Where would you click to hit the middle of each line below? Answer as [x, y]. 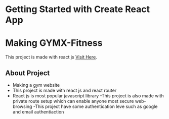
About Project [28, 73]
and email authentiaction [38, 111]
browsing [22, 106]
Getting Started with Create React [78, 9]
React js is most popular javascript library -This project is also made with [88, 96]
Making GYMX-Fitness [54, 43]
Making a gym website [36, 85]
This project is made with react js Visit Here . [51, 57]
